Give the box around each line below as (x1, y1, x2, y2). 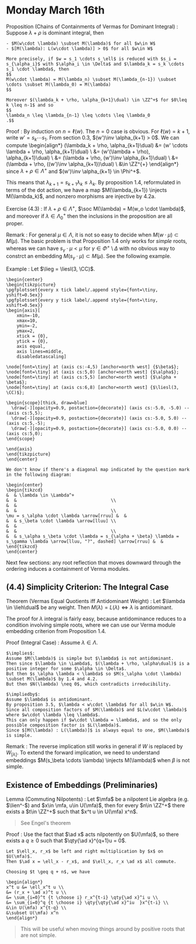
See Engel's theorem (20, 819, 71, 826)
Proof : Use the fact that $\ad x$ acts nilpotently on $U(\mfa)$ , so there (6, 831, 179, 838)
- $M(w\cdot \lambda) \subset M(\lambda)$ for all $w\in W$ (6, 40, 156, 46)
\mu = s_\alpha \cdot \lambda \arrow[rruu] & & (6, 513, 127, 519)
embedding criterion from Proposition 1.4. (6, 628, 106, 635)
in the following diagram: (6, 472, 72, 478)
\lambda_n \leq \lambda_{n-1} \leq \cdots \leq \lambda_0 (6, 112, 150, 118)
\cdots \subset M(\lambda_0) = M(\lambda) (6, 82, 111, 87)
